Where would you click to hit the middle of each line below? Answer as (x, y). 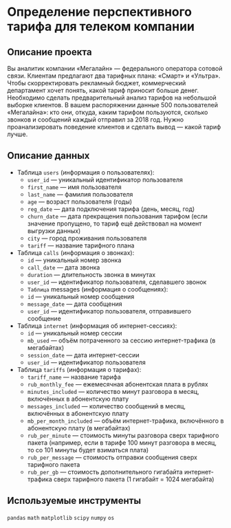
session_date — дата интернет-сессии (83, 355)
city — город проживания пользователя (87, 238)
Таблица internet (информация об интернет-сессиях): (97, 326)
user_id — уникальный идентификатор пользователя (105, 179)
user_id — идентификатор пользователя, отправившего (109, 311)
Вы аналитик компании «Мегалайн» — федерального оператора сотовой (115, 68)
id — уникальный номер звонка (74, 260)
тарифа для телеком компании (101, 26)
